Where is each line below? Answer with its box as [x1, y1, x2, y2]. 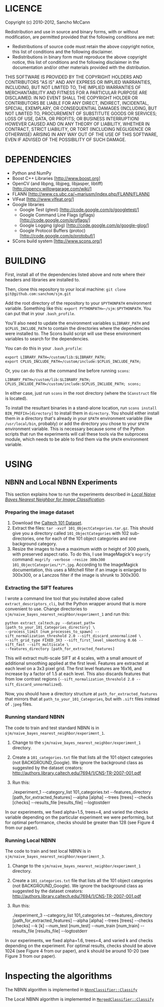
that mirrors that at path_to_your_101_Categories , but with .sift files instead [5, 696, 160, 702]
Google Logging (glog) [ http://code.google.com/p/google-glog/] [19, 222, 149, 228]
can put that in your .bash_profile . [5, 310, 76, 316]
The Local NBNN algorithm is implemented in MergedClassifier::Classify [5, 996, 154, 1002]
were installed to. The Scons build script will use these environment [5, 330, 141, 336]
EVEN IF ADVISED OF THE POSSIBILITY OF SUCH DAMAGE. [5, 136, 126, 143]
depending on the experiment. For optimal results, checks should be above [5, 943, 156, 948]
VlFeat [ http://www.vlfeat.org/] [12, 196, 74, 202]
